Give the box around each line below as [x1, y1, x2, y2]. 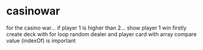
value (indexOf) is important [6, 37, 76, 44]
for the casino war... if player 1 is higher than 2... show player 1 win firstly [6, 24, 187, 31]
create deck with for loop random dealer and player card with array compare [6, 30, 197, 37]
